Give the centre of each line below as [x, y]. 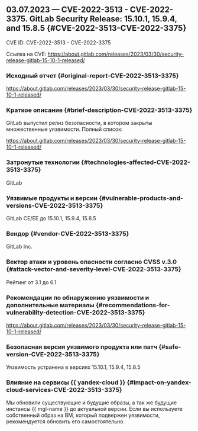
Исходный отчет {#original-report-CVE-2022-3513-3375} [92, 75]
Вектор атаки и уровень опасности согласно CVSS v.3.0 [92, 262]
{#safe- [170, 347]
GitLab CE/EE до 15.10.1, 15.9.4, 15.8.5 [51, 218]
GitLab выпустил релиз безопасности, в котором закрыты [79, 123]
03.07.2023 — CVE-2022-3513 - [67, 10]
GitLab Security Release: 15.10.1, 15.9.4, [103, 19]
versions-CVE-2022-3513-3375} [55, 205]
